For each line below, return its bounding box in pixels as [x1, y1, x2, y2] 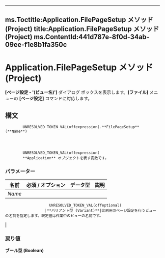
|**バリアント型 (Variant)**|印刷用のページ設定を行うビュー [44, 208, 157, 213]
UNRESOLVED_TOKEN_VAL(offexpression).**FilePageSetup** [23, 125, 139, 130]
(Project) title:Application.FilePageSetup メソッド [5, 25, 160, 33]
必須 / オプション [26, 182, 65, 189]
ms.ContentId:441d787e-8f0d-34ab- [33, 33, 150, 41]
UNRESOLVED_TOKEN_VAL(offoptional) [49, 203, 122, 208]
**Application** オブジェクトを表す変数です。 [23, 156, 109, 161]
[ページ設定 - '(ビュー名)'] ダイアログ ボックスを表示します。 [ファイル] [5, 89, 149, 95]
